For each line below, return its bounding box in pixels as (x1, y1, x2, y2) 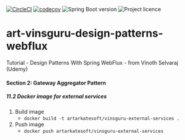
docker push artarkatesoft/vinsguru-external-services (23, 128, 163, 134)
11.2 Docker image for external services (6, 93, 107, 100)
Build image (14, 108, 44, 115)
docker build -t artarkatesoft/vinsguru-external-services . (23, 115, 180, 121)
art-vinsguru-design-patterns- (6, 27, 163, 40)
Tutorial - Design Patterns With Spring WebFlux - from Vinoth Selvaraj (6, 59, 178, 66)
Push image (14, 120, 44, 128)
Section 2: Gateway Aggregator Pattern (6, 79, 107, 86)
